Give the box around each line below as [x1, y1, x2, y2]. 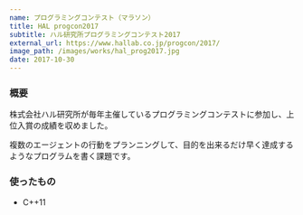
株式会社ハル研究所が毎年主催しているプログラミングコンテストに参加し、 [9, 109, 287, 120]
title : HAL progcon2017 [9, 22, 99, 31]
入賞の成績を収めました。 [16, 120, 113, 131]
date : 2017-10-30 [9, 55, 75, 64]
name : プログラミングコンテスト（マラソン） [9, 13, 156, 23]
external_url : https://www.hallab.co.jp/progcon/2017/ [9, 38, 221, 48]
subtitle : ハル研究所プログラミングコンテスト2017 [9, 30, 181, 39]
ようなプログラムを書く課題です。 [9, 151, 136, 162]
